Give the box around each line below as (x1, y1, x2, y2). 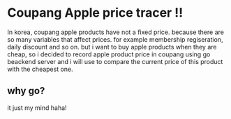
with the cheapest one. (7, 65, 73, 73)
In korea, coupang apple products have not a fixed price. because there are (7, 28, 225, 36)
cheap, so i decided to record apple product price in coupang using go (7, 50, 211, 58)
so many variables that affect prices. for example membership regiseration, (7, 35, 223, 43)
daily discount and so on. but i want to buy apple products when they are (7, 42, 217, 51)
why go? (7, 85, 45, 97)
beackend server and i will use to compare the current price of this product (7, 57, 223, 65)
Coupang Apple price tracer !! (7, 5, 184, 21)
